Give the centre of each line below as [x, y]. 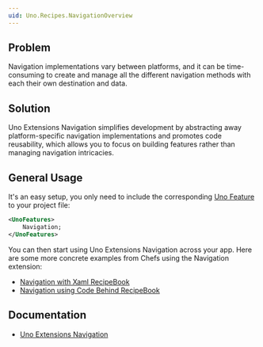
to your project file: [39, 205]
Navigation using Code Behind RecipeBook [90, 290]
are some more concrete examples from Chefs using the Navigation [119, 257]
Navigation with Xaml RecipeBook [74, 281]
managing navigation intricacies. [61, 153]
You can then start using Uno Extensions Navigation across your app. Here [130, 250]
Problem [30, 48]
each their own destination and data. [68, 83]
